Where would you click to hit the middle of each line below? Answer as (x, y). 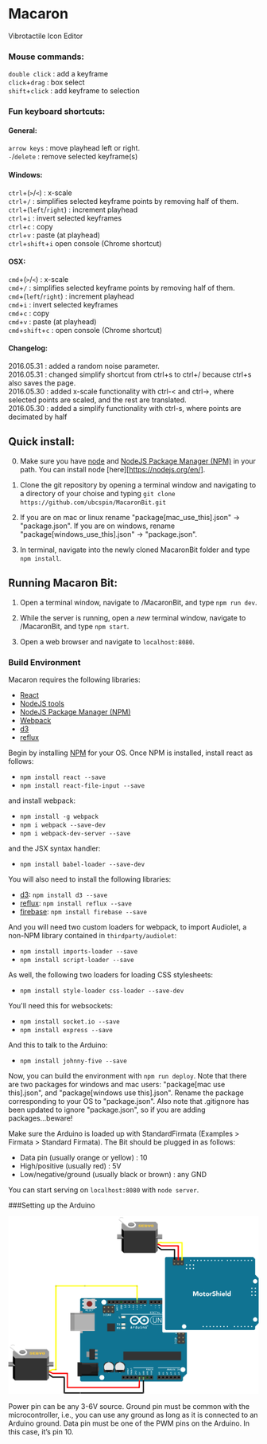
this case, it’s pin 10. (41, 1432)
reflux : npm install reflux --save (76, 903)
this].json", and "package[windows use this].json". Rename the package (126, 1093)
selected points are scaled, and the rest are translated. (97, 400)
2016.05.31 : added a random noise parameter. (84, 366)
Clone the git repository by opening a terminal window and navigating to (138, 485)
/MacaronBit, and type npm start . (74, 626)
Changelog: (28, 348)
